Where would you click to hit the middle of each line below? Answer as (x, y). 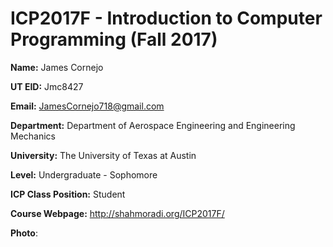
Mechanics (33, 136)
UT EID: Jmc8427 (47, 86)
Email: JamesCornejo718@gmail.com (87, 106)
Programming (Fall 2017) (114, 39)
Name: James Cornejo (57, 67)
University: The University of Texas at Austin (103, 155)
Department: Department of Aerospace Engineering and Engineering (153, 125)
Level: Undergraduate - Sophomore (84, 174)
